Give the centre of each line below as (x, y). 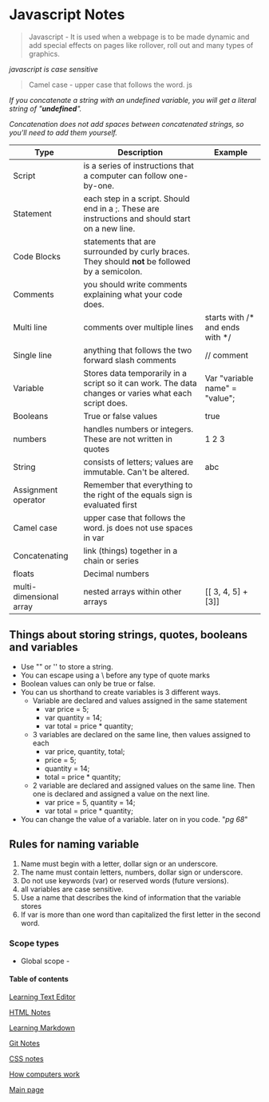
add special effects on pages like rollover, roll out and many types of (141, 45)
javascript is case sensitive (54, 69)
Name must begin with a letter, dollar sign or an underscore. (119, 863)
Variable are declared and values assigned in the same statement (140, 701)
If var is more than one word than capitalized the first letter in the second (140, 914)
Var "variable (229, 378)
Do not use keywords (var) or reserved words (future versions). (125, 880)
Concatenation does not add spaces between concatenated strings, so (127, 124)
